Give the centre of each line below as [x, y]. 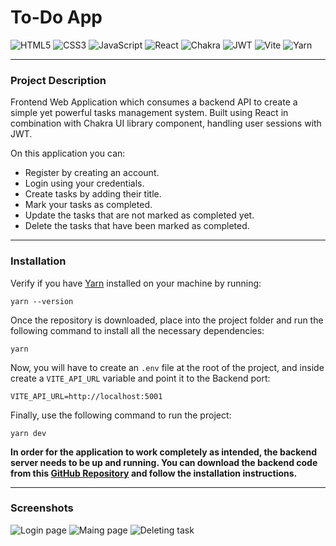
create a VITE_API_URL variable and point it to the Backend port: [140, 378]
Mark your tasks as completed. [88, 205]
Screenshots [42, 508]
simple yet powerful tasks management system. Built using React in [149, 113]
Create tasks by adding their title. [93, 194]
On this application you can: [68, 153]
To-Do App [56, 17]
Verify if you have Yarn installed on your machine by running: [136, 283]
